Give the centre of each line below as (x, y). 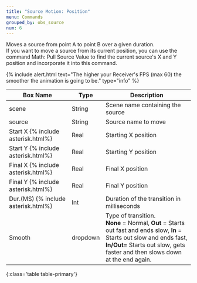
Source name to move (135, 122)
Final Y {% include (34, 182)
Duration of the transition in (143, 199)
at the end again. (128, 260)
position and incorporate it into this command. (62, 63)
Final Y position (127, 186)
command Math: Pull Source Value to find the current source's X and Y (91, 57)
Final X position (127, 169)
